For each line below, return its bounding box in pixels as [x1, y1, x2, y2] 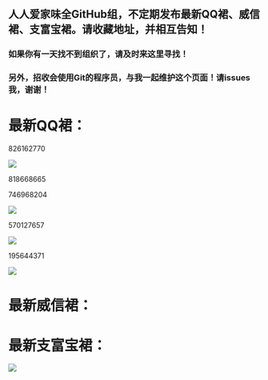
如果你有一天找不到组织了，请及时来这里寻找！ [8, 49, 189, 60]
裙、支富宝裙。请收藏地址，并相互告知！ [8, 22, 208, 36]
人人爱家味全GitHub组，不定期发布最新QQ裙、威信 [8, 7, 260, 22]
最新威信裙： [8, 297, 94, 315]
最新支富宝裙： [8, 336, 107, 354]
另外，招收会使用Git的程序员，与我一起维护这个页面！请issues [8, 72, 250, 83]
